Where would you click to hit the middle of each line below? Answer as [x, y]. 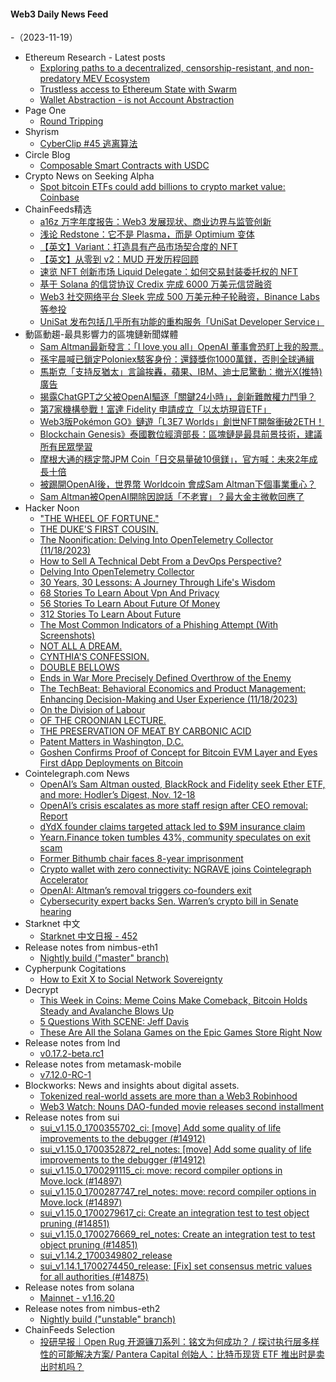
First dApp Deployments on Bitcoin [111, 763]
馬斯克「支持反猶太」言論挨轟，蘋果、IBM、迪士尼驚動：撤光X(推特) [181, 372]
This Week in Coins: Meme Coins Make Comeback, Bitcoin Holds [173, 1001]
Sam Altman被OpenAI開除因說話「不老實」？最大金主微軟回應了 [172, 497]
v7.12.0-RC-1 [65, 1075]
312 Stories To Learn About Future [110, 614]
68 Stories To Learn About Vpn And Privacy [129, 593]
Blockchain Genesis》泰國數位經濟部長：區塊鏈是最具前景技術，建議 [181, 434]
